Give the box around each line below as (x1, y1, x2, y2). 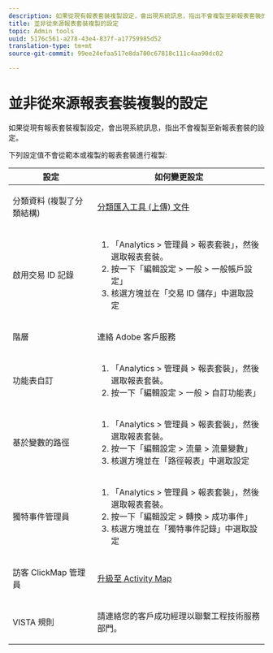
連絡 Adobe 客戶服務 (97, 331, 176, 342)
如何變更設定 (154, 171, 204, 183)
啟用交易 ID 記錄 (12, 269, 75, 280)
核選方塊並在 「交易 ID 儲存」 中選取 (110, 288, 246, 299)
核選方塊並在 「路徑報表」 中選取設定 (110, 455, 250, 466)
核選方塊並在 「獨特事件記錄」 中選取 (110, 523, 250, 534)
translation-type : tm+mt (8, 42, 93, 50)
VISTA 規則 (12, 616, 54, 628)
